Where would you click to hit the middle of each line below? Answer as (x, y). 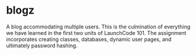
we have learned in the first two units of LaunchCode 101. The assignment (96, 33)
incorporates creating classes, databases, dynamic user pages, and (89, 39)
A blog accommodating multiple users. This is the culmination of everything (98, 27)
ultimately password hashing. (42, 46)
